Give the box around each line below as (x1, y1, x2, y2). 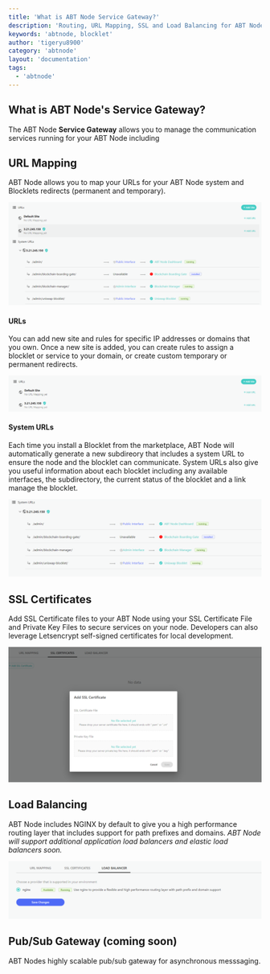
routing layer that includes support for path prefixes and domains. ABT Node (8, 828, 261, 837)
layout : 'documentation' (8, 55, 92, 64)
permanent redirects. (8, 360, 78, 369)
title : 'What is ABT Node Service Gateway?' (8, 13, 160, 21)
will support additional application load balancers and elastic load (8, 836, 229, 846)
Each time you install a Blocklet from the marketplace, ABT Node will (8, 440, 235, 450)
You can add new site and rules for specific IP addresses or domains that (8, 334, 251, 343)
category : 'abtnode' (8, 47, 78, 55)
